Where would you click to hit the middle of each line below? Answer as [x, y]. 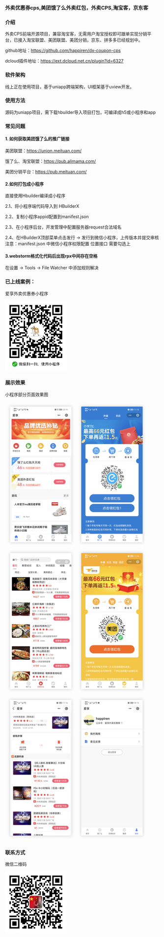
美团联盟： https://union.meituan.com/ [43, 151]
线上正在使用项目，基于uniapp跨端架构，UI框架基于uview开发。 [70, 87]
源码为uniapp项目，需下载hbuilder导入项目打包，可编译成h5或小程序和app [81, 112]
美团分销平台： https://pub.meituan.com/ [46, 171]
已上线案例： [20, 282]
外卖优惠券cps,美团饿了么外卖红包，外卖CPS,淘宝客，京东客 [77, 7]
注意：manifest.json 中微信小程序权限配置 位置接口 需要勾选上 [68, 244]
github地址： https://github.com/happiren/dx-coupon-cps [63, 51]
